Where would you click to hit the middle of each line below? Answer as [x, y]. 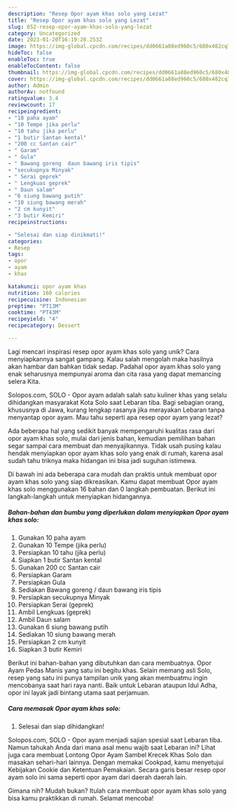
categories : [25, 241]
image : [18, 46]
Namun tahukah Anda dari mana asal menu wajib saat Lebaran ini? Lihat [112, 747]
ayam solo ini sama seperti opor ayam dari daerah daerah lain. [98, 777]
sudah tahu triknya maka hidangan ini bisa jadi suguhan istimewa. [103, 460]
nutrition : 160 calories [44, 293]
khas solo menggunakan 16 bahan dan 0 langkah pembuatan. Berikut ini [112, 489]
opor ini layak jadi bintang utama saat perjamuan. [79, 692]
